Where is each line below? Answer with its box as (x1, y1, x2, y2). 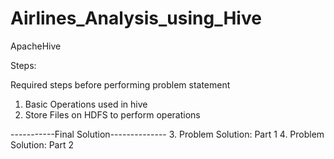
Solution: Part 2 (10, 138, 75, 151)
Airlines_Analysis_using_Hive (10, 7, 262, 30)
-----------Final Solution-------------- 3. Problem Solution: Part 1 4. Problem (10, 128, 325, 140)
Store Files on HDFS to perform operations (24, 108, 201, 121)
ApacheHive (10, 40, 62, 52)
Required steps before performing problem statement (10, 78, 231, 91)
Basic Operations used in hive (24, 98, 148, 110)
